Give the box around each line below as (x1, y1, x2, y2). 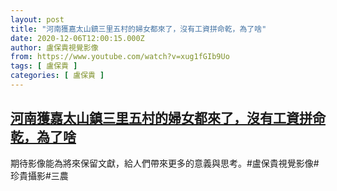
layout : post (10, 14, 65, 25)
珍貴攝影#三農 (10, 169, 69, 181)
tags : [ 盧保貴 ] (10, 61, 78, 71)
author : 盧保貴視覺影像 (10, 42, 99, 53)
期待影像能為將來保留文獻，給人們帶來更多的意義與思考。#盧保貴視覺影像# (10, 157, 320, 169)
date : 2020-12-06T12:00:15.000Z (10, 33, 145, 43)
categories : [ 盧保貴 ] (10, 71, 105, 81)
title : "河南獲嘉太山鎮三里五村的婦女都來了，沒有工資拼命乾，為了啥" (10, 24, 267, 34)
